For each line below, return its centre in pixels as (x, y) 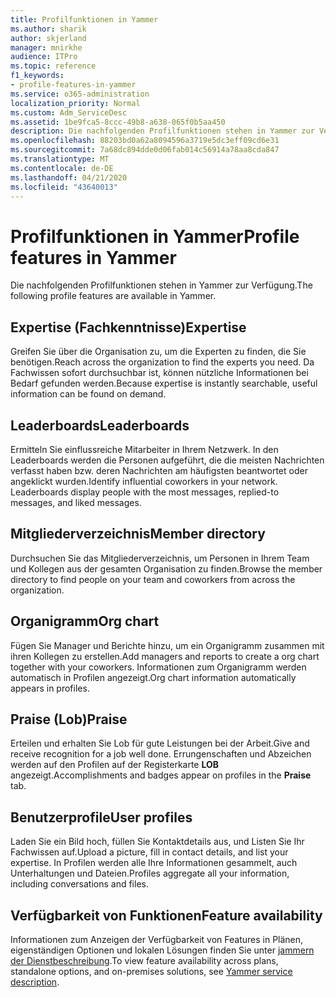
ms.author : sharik (48, 29)
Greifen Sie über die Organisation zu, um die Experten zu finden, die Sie (158, 352)
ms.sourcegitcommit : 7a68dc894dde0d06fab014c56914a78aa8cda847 (145, 150)
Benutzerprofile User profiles (101, 817)
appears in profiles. (50, 688)
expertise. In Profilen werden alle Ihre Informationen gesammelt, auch (154, 863)
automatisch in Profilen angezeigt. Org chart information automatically (153, 677)
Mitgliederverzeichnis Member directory (138, 534)
